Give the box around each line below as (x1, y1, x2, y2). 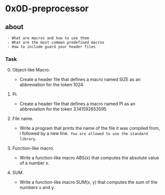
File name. (12, 116, 33, 121)
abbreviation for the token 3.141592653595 (19, 106, 107, 112)
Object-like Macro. (12, 67, 50, 73)
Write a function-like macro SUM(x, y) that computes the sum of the (19, 179, 158, 185)
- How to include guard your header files (7, 44, 96, 49)
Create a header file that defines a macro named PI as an (19, 101, 135, 107)
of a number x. (19, 160, 50, 166)
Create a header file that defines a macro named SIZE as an (19, 77, 141, 82)
